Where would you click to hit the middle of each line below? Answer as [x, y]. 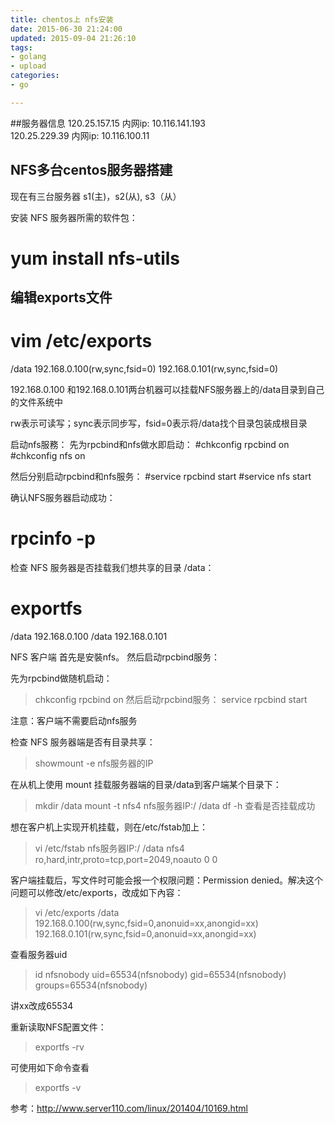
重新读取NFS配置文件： [58, 1027]
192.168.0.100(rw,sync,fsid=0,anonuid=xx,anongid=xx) [146, 923]
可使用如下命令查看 [50, 1067]
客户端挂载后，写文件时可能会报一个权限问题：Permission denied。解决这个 [167, 880]
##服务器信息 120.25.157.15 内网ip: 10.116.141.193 [108, 123]
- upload [28, 66]
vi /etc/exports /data [77, 912]
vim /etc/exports [81, 341]
